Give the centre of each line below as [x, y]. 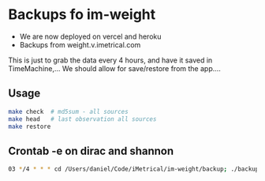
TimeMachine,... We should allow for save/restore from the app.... [114, 68]
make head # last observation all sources [82, 119]
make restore [30, 126]
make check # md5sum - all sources [68, 111]
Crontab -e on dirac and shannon [91, 151]
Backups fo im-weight [82, 15]
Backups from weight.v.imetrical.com [80, 44]
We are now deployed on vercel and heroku [90, 36]
